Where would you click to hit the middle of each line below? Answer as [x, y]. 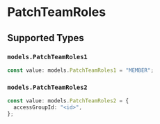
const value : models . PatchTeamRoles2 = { [68, 101]
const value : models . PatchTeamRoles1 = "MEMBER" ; [81, 70]
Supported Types [46, 38]
